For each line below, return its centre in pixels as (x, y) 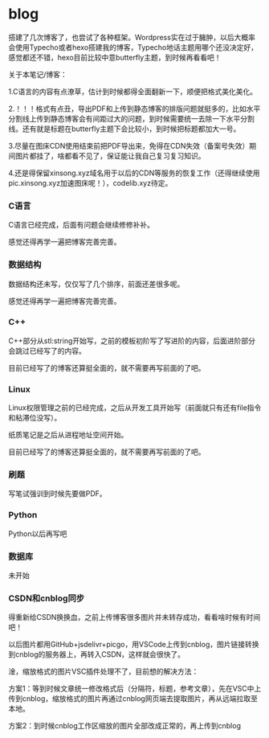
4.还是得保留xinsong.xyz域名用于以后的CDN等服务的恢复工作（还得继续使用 (134, 173)
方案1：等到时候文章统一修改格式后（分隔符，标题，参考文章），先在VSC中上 (135, 689)
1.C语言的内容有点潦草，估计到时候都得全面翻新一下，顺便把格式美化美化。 (133, 91)
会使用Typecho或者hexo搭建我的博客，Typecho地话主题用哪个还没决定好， (133, 47)
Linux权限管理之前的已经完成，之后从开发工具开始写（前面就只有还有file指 (131, 408)
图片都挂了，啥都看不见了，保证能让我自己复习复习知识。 (110, 156)
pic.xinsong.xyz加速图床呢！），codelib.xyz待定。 (90, 182)
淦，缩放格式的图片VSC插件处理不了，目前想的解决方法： (104, 671)
